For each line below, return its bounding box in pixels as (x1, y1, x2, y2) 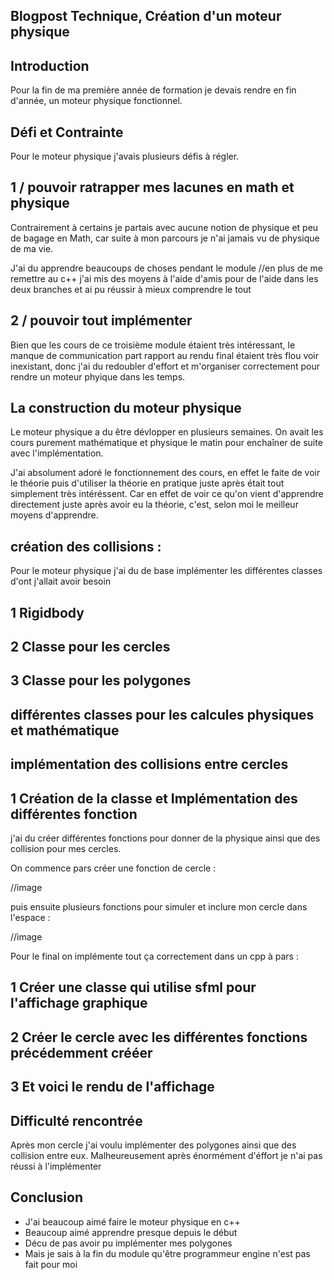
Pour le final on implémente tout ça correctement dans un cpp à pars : (10, 950, 299, 963)
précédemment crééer (10, 1044, 153, 1061)
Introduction (10, 57, 90, 74)
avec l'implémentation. (10, 447, 104, 459)
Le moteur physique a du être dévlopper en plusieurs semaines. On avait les (10, 426, 324, 438)
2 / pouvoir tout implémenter (10, 312, 193, 329)
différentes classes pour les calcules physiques (10, 706, 315, 723)
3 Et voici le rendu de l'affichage (10, 1079, 215, 1096)
